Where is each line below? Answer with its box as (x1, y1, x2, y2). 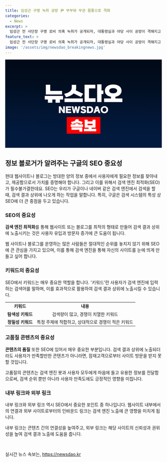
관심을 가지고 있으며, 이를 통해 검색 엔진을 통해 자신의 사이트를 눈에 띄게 (15, 247, 155, 253)
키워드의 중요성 (5, 267, 40, 274)
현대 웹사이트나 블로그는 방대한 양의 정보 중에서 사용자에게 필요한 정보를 (5, 173, 145, 179)
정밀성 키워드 (7, 319, 33, 325)
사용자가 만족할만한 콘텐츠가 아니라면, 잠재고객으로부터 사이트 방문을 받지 (14, 352, 157, 359)
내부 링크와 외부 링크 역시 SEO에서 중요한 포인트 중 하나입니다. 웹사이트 (5, 402, 144, 408)
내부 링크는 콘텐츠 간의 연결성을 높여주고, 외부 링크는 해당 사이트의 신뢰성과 (5, 425, 151, 431)
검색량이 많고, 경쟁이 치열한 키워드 (52, 311, 118, 317)
